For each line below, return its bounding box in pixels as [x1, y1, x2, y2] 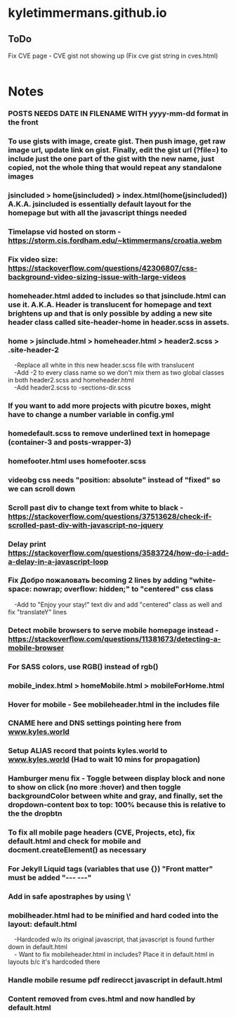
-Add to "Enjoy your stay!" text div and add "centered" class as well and [14, 600, 223, 609]
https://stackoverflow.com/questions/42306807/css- [8, 263, 197, 273]
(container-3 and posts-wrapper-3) [8, 437, 132, 447]
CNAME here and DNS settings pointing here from [8, 719, 182, 728]
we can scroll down [8, 484, 76, 494]
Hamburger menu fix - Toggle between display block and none [8, 773, 225, 783]
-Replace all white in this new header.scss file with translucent [14, 361, 195, 370]
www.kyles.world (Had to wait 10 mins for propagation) [8, 754, 201, 764]
